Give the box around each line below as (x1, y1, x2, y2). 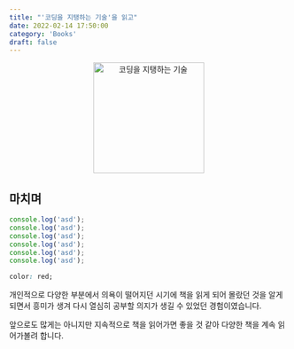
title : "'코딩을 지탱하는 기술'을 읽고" (9, 12, 138, 22)
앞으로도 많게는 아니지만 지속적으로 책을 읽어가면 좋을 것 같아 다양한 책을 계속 (9, 320, 276, 330)
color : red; (9, 272, 53, 282)
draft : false (9, 37, 58, 47)
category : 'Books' (9, 29, 77, 38)
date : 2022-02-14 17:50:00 (9, 21, 109, 30)
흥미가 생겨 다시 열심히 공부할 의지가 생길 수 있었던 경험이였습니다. (32, 300, 262, 311)
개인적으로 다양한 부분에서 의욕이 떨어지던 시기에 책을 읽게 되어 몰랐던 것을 (9, 290, 267, 300)
